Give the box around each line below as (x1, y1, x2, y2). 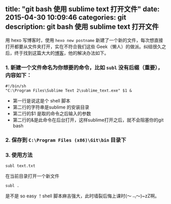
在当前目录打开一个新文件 (5, 173, 60, 179)
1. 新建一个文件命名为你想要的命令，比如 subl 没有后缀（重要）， (5, 64, 163, 71)
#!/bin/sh (5, 84, 27, 89)
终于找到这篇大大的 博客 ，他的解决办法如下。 (14, 50, 109, 56)
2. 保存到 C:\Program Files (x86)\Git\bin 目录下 (5, 136, 127, 144)
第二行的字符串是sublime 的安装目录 (12, 104, 90, 110)
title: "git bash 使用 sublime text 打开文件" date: (5, 5, 160, 14)
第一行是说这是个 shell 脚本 (12, 98, 71, 104)
